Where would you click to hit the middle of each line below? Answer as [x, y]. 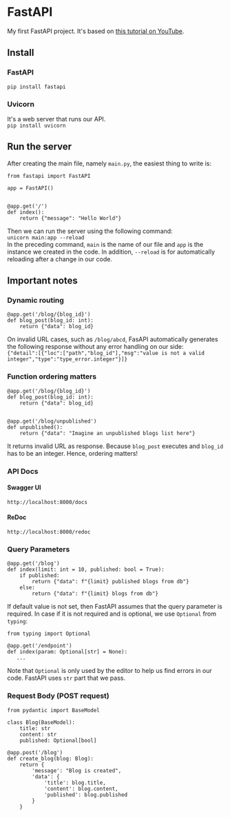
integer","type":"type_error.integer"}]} [67, 359]
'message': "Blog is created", [77, 770]
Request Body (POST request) [58, 696]
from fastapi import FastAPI [49, 176]
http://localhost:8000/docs [48, 502]
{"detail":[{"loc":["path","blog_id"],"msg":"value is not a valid [106, 353]
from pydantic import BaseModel [53, 710]
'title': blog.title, [75, 783]
